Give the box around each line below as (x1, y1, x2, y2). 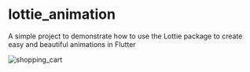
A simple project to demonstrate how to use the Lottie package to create (8, 31, 243, 41)
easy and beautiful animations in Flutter (8, 39, 136, 49)
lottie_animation (8, 5, 116, 23)
